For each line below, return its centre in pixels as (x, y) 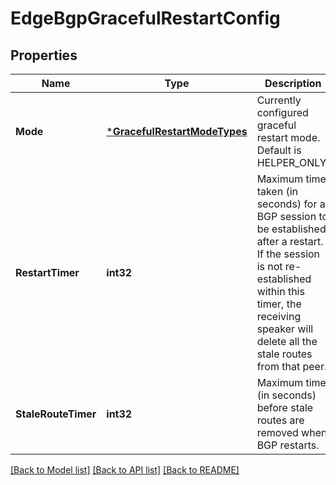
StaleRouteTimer (56, 414)
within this (280, 291)
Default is (279, 150)
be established (291, 229)
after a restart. (290, 241)
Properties (44, 55)
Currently (279, 100)
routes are (280, 420)
